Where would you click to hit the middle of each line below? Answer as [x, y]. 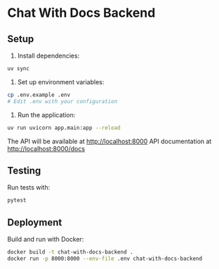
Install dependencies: [48, 55]
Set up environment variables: [61, 81]
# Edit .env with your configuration [62, 101]
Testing [24, 170]
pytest [17, 201]
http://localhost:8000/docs [46, 148]
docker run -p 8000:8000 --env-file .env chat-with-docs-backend [105, 258]
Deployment [35, 222]
